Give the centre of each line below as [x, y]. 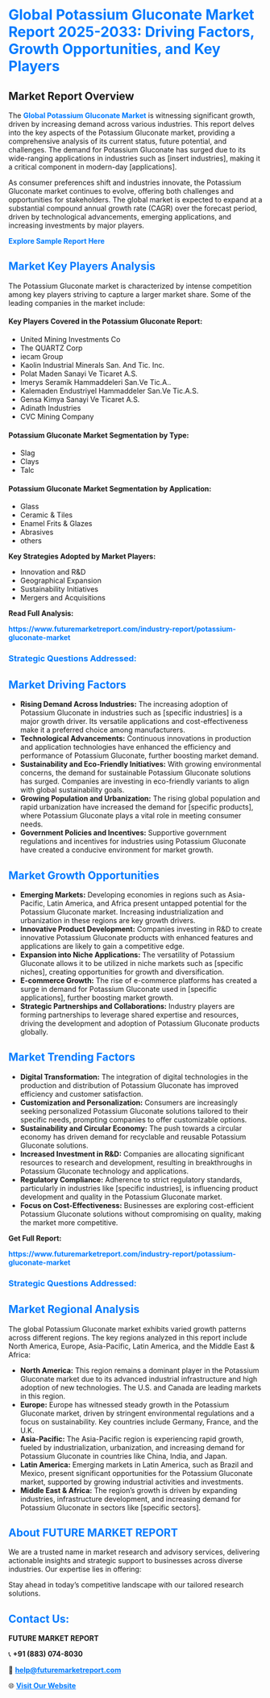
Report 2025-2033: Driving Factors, [131, 32]
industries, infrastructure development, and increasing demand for [131, 1499]
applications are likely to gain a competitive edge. [102, 946]
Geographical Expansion [61, 581]
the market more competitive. [69, 1222]
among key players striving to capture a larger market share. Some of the [130, 294]
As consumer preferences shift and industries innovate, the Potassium [125, 182]
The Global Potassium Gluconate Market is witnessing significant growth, [132, 115]
